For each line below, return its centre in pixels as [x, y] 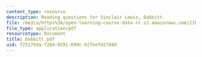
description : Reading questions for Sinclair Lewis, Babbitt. [86, 17]
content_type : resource [36, 12]
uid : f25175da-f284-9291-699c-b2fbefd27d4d [62, 45]
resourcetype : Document [36, 34]
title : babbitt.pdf [31, 39]
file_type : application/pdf [41, 28]
